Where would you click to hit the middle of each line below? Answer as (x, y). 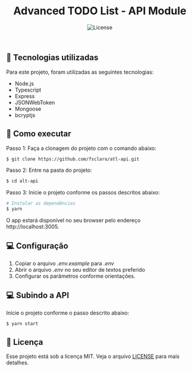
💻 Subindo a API (38, 295)
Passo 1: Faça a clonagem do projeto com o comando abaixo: (81, 148)
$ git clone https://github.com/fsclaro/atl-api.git (73, 159)
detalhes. (18, 363)
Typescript (28, 90)
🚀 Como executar (39, 134)
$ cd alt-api (22, 181)
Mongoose (28, 109)
